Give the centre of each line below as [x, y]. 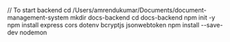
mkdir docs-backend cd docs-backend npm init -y [142, 17]
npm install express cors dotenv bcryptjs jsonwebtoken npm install [103, 25]
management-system [38, 17]
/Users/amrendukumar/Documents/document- [139, 10]
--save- [212, 25]
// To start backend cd [39, 10]
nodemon [34, 32]
